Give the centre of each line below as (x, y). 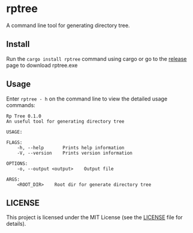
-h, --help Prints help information (71, 148)
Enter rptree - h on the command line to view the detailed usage (87, 99)
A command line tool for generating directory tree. (68, 25)
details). (16, 224)
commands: (21, 105)
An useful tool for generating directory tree (65, 121)
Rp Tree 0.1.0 (24, 116)
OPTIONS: (17, 163)
